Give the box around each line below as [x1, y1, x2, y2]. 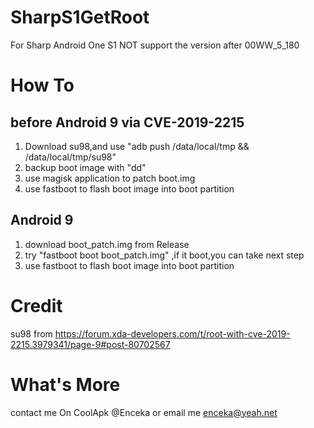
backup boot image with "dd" [24, 161, 147, 173]
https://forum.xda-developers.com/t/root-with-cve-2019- [54, 327, 291, 340]
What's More [10, 373, 121, 396]
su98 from [10, 327, 53, 340]
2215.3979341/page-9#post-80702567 [10, 338, 171, 350]
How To [10, 74, 75, 97]
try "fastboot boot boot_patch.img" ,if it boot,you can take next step [24, 249, 305, 261]
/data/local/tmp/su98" [24, 151, 117, 163]
